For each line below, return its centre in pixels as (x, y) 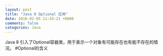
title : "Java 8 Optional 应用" (37, 14)
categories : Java (23, 28)
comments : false (22, 23)
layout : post (19, 9)
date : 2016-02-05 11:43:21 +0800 (40, 19)
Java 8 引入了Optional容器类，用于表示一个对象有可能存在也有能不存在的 (80, 42)
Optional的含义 (33, 48)
